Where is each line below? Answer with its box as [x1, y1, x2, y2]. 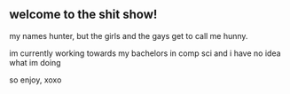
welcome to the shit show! [9, 7, 158, 22]
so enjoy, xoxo [9, 74, 62, 85]
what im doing [9, 57, 61, 67]
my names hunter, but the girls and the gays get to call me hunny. [9, 30, 248, 41]
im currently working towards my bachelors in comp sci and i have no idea [9, 48, 281, 59]
